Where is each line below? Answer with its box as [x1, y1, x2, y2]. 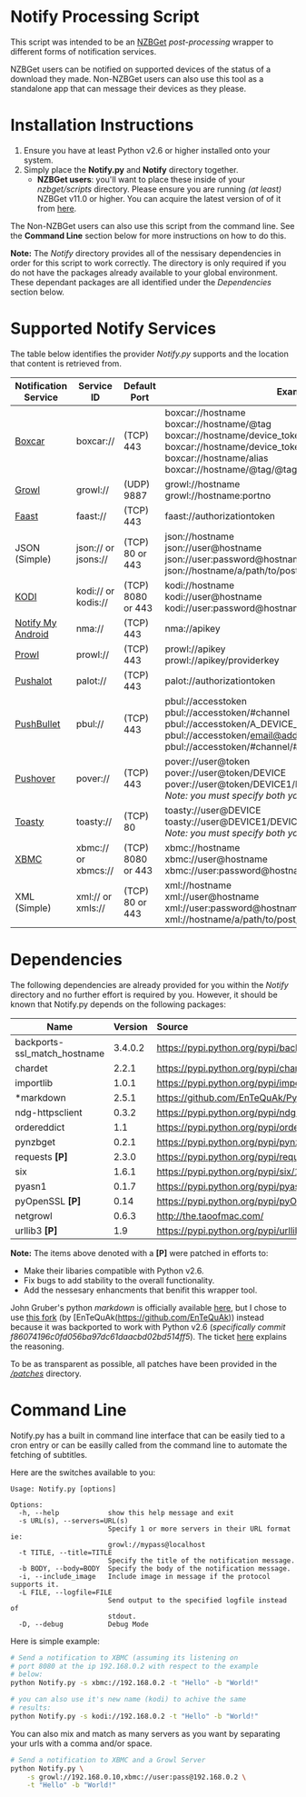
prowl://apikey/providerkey [164, 654, 280, 666]
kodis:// [75, 595, 108, 608]
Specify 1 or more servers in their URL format [107, 1524, 291, 1533]
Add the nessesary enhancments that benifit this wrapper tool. [23, 1284, 258, 1295]
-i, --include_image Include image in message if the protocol [18, 1572, 271, 1581]
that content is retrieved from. [10, 357, 122, 369]
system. [23, 155, 54, 165]
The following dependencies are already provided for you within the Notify [10, 979, 289, 990]
